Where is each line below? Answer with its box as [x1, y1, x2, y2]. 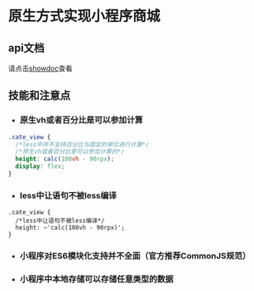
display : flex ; [15, 163, 65, 171]
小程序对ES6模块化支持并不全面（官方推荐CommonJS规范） [19, 251, 251, 262]
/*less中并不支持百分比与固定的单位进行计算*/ [15, 140, 150, 149]
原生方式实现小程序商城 [8, 7, 161, 25]
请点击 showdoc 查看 [8, 64, 73, 73]
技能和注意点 [8, 89, 71, 103]
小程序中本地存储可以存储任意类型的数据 [19, 274, 174, 285]
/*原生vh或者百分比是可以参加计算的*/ [15, 148, 125, 156]
